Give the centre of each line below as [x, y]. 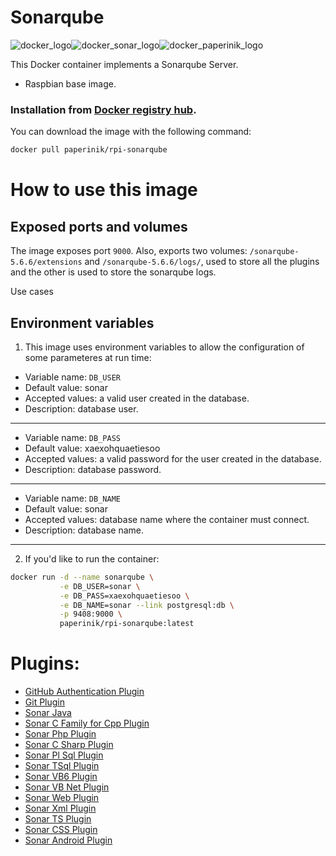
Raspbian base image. [70, 83]
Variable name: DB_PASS [72, 437]
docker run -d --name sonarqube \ [82, 577]
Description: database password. [93, 469]
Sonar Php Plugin [60, 734]
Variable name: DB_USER [72, 377]
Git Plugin [45, 702]
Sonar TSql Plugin [62, 766]
